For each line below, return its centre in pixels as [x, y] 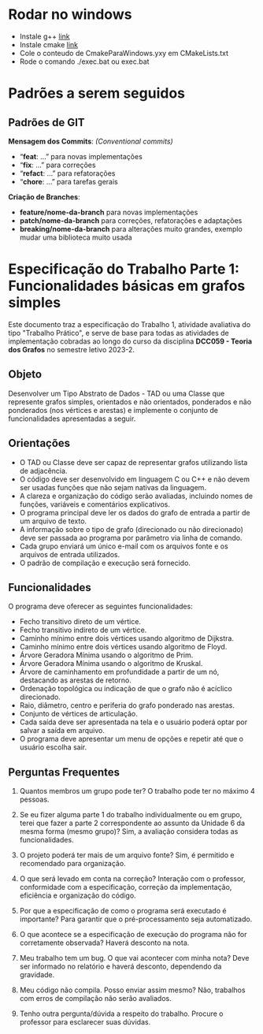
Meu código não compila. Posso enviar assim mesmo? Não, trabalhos [132, 990]
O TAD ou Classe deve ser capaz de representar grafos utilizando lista [133, 462]
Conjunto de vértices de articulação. [78, 714]
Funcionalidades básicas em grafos [127, 286]
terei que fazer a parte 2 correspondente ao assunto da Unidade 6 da [132, 823]
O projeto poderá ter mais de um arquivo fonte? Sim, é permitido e [127, 855]
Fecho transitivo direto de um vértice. [80, 622]
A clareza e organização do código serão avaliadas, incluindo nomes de [136, 496]
